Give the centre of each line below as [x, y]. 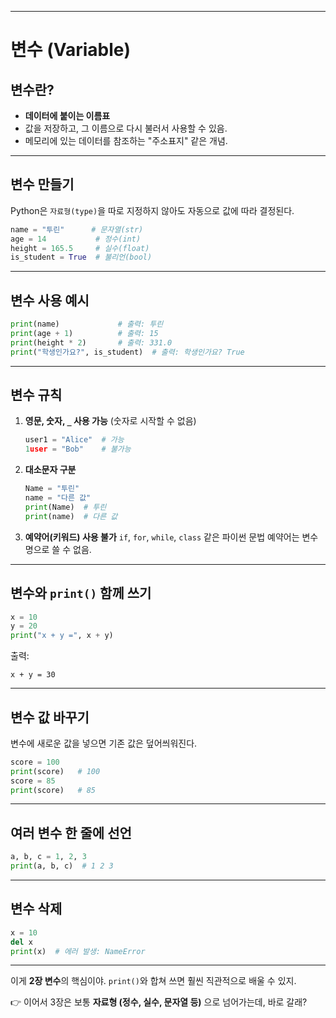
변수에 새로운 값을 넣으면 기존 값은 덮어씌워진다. [104, 743]
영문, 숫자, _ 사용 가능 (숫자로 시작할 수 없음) [110, 421]
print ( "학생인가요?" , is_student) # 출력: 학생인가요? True [127, 352]
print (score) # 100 [55, 771]
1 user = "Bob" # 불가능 [78, 449]
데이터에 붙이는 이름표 [67, 115]
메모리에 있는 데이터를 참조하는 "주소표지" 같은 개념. [126, 140]
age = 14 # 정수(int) [76, 239]
